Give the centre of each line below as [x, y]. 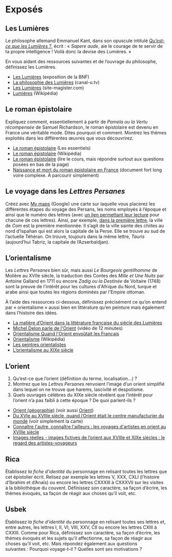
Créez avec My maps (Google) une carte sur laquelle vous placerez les [80, 204]
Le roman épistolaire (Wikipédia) [47, 153]
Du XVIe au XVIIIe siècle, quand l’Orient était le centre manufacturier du [88, 416]
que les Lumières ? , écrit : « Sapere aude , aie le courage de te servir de [88, 46]
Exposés [24, 9]
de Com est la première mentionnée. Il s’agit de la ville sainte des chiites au [85, 225]
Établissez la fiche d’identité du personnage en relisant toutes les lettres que [86, 472]
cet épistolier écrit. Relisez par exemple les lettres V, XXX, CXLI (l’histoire [82, 477]
